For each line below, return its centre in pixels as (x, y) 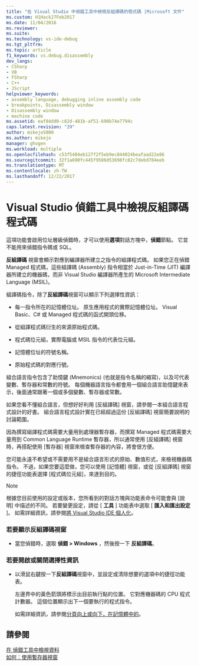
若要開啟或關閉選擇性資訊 (42, 560)
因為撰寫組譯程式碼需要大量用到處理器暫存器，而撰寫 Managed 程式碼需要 (96, 431)
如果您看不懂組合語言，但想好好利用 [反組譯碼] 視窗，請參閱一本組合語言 (95, 404)
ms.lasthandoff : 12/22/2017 (41, 177)
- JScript (18, 89)
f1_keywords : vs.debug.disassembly (50, 56)
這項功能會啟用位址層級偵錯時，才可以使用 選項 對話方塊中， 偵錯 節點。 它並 (97, 239)
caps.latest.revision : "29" (41, 127)
